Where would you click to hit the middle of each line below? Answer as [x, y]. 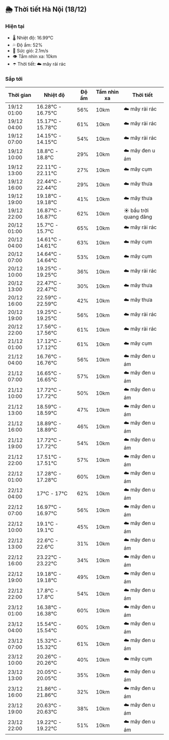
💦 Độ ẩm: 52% [27, 45]
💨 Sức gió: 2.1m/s [30, 50]
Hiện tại [15, 26]
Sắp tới [14, 79]
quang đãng [138, 217]
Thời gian [20, 95]
